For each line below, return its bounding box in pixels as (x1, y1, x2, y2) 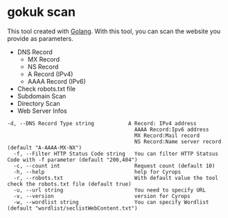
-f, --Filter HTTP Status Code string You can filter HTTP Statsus (13, 150, 218, 157)
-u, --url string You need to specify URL (13, 186, 207, 194)
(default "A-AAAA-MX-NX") (7, 144, 82, 151)
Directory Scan (17, 99, 60, 107)
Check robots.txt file (17, 84, 76, 93)
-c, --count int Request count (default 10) (13, 162, 216, 170)
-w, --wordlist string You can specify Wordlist (13, 199, 209, 206)
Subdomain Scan (17, 91, 67, 100)
